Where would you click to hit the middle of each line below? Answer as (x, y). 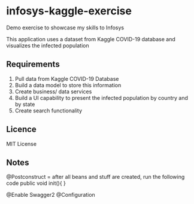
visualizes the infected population (48, 45)
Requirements (33, 64)
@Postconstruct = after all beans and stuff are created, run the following (96, 177)
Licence (22, 130)
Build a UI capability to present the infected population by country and (101, 98)
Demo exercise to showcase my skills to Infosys (65, 28)
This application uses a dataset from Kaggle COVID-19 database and (91, 39)
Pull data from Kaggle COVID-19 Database (67, 78)
